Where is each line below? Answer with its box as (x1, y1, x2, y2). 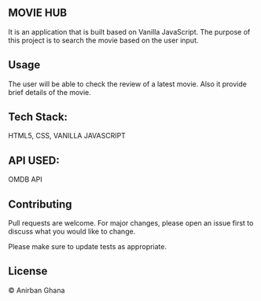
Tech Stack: (8, 110, 68, 124)
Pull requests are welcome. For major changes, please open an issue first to (8, 218, 254, 228)
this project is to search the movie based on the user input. (8, 35, 199, 45)
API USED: (8, 153, 61, 167)
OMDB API (8, 174, 42, 184)
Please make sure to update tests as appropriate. (8, 242, 167, 251)
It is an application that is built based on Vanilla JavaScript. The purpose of (8, 27, 251, 36)
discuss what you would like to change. (8, 227, 136, 237)
